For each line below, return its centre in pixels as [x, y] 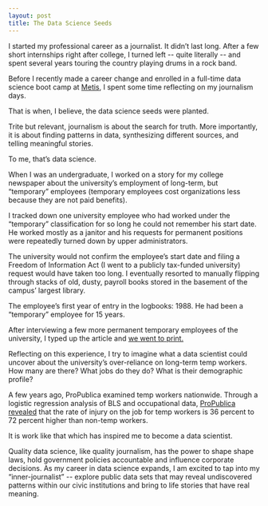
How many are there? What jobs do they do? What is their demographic [126, 371]
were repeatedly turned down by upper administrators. [98, 241]
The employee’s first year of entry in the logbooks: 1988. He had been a [126, 305]
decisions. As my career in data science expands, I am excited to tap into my [134, 468]
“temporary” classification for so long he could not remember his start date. [132, 224]
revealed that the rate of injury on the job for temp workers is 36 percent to [132, 412]
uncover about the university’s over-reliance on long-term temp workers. [128, 362]
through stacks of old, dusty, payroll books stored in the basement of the [128, 281]
